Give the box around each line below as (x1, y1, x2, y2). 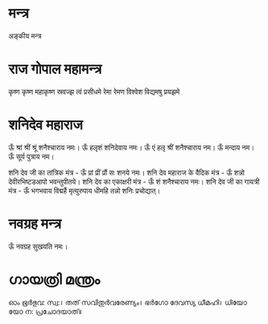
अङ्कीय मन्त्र (8, 31, 42, 40)
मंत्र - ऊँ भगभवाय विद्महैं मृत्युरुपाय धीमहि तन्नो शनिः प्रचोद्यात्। (8, 186, 161, 195)
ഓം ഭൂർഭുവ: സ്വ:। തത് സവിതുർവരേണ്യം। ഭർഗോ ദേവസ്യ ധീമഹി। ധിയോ (8, 297, 248, 307)
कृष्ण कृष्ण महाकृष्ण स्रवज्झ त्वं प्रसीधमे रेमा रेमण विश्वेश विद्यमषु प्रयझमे (8, 87, 180, 96)
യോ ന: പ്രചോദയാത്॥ (8, 306, 83, 316)
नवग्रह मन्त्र (8, 215, 62, 232)
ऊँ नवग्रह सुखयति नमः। (8, 241, 68, 251)
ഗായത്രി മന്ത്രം (8, 270, 101, 289)
